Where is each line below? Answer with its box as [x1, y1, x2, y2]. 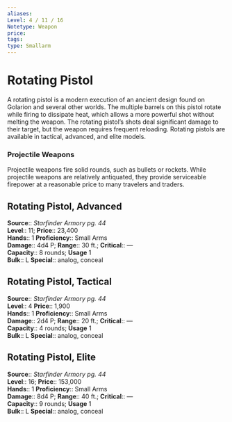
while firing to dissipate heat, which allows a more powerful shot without [7, 110, 215, 118]
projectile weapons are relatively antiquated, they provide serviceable [7, 173, 207, 181]
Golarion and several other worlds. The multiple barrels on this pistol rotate [7, 102, 222, 111]
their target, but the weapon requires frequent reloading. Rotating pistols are [7, 124, 226, 133]
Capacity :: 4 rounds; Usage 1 [7, 324, 92, 332]
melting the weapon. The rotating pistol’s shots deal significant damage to [7, 117, 219, 126]
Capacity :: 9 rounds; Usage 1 [7, 399, 92, 407]
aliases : [7, 10, 33, 17]
